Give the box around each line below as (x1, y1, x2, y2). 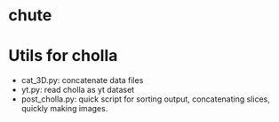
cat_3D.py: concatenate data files (20, 75, 144, 86)
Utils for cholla (8, 46, 118, 66)
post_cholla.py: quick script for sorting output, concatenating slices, (20, 94, 270, 104)
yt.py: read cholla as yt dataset (20, 85, 135, 95)
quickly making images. (20, 103, 108, 114)
